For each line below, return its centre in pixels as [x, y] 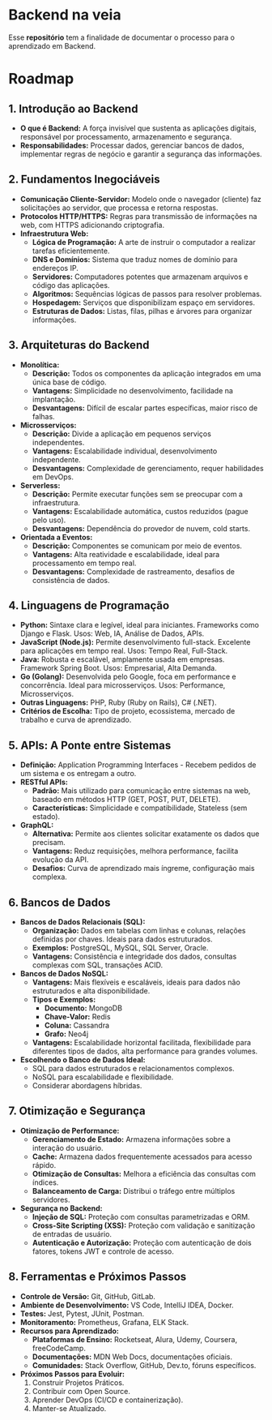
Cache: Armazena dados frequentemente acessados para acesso [142, 1156]
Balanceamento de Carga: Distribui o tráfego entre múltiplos [134, 1190]
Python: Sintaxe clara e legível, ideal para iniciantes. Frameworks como [139, 625]
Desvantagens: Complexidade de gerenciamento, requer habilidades [148, 468]
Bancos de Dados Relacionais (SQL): [83, 922]
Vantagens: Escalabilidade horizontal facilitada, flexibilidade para [142, 1042]
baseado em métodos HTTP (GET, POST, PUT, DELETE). [126, 800]
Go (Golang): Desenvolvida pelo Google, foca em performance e [128, 677]
